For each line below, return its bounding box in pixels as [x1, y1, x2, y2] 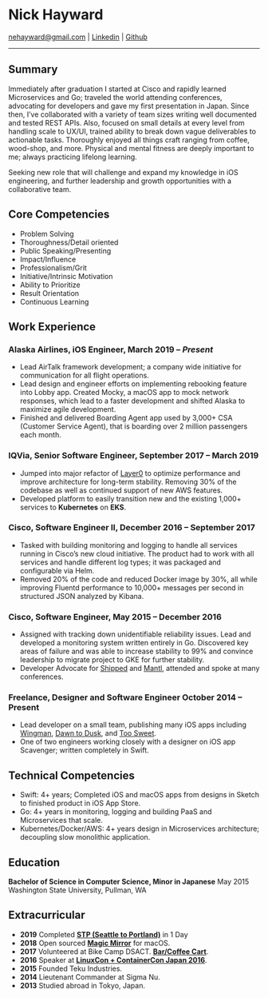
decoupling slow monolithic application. [19, 832, 151, 842]
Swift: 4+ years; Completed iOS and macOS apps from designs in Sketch [19, 790, 259, 800]
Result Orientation [19, 288, 80, 297]
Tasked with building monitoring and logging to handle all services [19, 540, 238, 549]
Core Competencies [8, 208, 110, 222]
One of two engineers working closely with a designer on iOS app [19, 737, 236, 747]
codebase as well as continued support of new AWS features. [19, 485, 223, 495]
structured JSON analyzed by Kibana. [19, 591, 144, 601]
